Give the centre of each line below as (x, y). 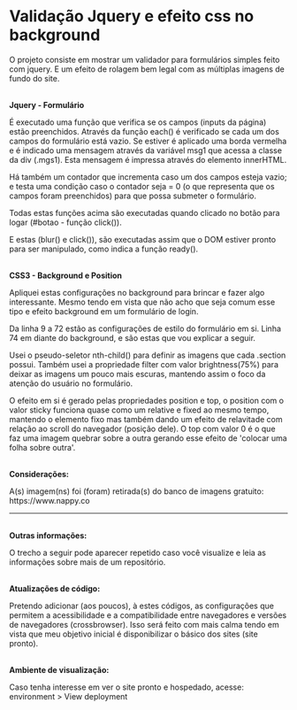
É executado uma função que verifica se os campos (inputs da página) (138, 122)
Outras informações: (48, 535)
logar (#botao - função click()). (65, 222)
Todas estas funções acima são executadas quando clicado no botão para (145, 212)
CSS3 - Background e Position (65, 275)
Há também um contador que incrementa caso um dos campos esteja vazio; (148, 177)
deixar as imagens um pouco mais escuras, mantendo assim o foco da (137, 374)
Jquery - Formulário (47, 104)
